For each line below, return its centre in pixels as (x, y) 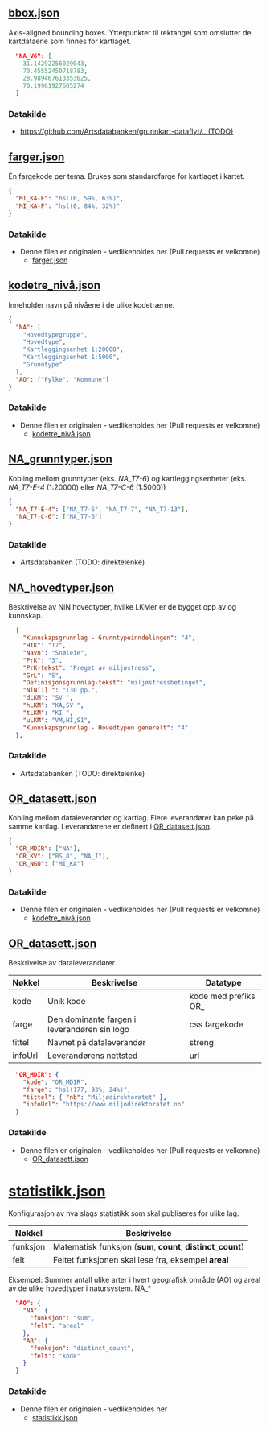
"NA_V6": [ (34, 56)
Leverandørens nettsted (93, 1056)
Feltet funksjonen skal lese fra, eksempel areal (141, 1260)
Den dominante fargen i (92, 1019)
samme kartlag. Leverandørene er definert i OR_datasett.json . (110, 827)
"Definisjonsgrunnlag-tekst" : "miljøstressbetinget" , (115, 683)
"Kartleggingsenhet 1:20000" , (74, 349)
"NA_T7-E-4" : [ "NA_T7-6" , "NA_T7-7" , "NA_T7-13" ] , (102, 509)
